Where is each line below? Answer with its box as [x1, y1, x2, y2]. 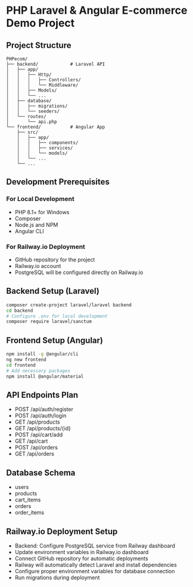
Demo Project [6, 16, 75, 30]
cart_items [14, 496, 41, 503]
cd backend [6, 308, 33, 314]
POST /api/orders [14, 444, 58, 451]
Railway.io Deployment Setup [6, 526, 118, 536]
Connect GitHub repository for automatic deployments [14, 555, 148, 562]
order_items [14, 509, 45, 516]
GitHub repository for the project [14, 256, 95, 263]
